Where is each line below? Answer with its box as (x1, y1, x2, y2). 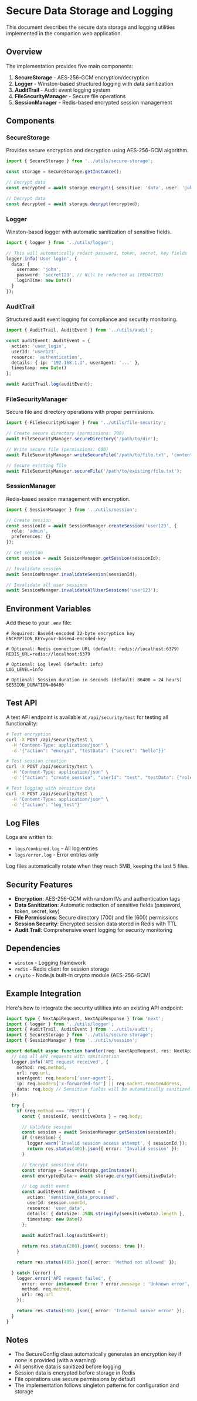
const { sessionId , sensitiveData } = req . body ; (21, 1113, 143, 1119)
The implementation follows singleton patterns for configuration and (14, 1382, 179, 1389)
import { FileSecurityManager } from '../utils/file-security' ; (6, 420, 167, 426)
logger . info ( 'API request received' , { (11, 1059, 109, 1065)
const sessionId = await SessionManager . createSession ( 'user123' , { (6, 523, 177, 529)
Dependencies (6, 944, 60, 954)
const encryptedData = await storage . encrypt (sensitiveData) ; (21, 1173, 177, 1179)
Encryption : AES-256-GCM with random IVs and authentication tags (14, 895, 181, 902)
